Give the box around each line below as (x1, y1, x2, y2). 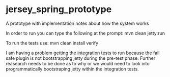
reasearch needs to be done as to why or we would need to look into (6, 60, 150, 66)
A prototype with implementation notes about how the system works (6, 20, 149, 26)
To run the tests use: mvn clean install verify (6, 40, 99, 46)
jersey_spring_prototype (6, 4, 112, 15)
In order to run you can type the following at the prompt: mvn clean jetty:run (6, 30, 165, 36)
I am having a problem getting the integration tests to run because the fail (6, 50, 160, 56)
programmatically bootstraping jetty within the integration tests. (6, 66, 139, 72)
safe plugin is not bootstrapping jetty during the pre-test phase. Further (6, 55, 156, 61)
